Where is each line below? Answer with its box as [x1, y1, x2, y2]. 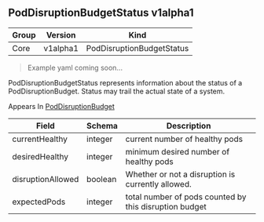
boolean [86, 173, 117, 184]
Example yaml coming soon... [27, 63, 123, 72]
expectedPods [12, 196, 66, 207]
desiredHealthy [12, 151, 69, 162]
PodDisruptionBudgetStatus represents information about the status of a [8, 78, 243, 87]
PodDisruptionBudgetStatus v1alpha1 [8, 6, 194, 20]
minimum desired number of [125, 146, 230, 157]
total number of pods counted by [125, 191, 247, 202]
